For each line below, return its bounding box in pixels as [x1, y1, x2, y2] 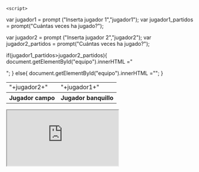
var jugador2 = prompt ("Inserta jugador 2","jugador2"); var [6, 34, 151, 41]
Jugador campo [9, 94, 55, 102]
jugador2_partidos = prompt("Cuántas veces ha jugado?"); [6, 40, 150, 47]
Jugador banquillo [60, 94, 114, 102]
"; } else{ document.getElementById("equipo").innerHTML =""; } [6, 70, 163, 77]
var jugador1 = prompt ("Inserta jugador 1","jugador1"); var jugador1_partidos [6, 16, 194, 23]
